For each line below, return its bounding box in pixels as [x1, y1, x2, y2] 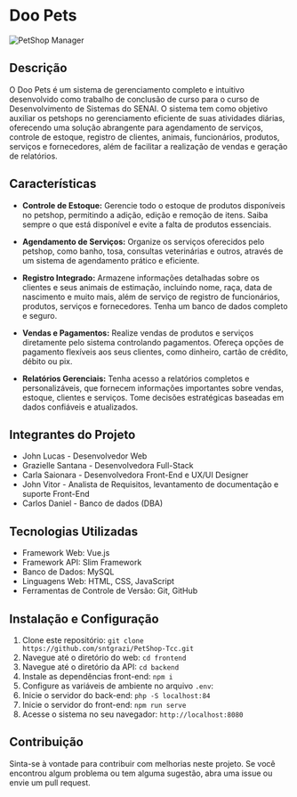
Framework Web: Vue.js [21, 548, 110, 558]
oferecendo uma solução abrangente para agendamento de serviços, [9, 122, 264, 133]
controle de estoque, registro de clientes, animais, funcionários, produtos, [9, 131, 280, 142]
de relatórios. [9, 150, 58, 161]
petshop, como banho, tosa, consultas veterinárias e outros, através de [21, 246, 284, 256]
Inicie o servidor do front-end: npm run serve [21, 700, 187, 710]
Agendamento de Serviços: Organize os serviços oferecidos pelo [21, 236, 265, 247]
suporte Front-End [21, 489, 91, 500]
